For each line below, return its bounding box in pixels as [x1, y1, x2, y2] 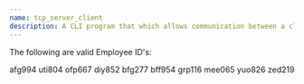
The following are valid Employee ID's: [9, 46, 152, 57]
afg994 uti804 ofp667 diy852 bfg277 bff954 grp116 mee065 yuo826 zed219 [9, 64, 295, 75]
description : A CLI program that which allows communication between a [9, 22, 285, 31]
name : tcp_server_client [9, 13, 103, 23]
